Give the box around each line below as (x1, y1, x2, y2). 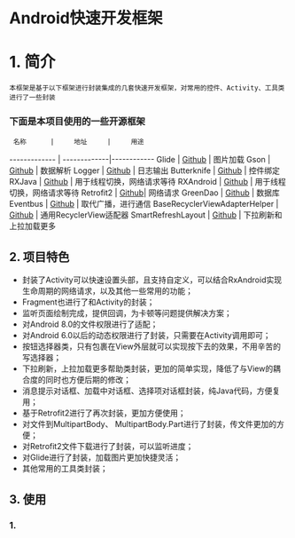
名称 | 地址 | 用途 (12, 138, 144, 146)
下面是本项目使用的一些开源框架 (9, 115, 146, 128)
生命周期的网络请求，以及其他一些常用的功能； (21, 286, 193, 297)
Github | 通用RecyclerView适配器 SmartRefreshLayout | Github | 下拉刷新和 (9, 210, 283, 220)
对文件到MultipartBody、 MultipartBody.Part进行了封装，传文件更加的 (21, 419, 277, 430)
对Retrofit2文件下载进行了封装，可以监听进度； (21, 441, 194, 452)
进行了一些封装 (9, 93, 56, 102)
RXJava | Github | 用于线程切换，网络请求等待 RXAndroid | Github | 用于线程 (9, 177, 286, 187)
